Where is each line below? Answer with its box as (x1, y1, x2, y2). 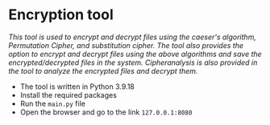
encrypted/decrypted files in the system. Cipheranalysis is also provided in (8, 58, 258, 67)
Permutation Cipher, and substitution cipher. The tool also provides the (8, 40, 244, 50)
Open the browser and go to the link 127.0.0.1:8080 (19, 107, 193, 117)
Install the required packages (19, 90, 117, 99)
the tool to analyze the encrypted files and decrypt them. (8, 66, 198, 75)
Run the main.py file (19, 99, 86, 108)
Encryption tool (8, 6, 114, 24)
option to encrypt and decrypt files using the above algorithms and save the (8, 49, 262, 58)
